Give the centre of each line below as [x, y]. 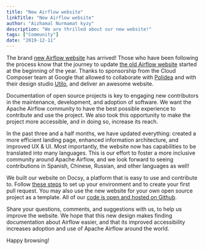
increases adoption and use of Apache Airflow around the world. [88, 229]
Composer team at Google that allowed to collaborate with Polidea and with [102, 77]
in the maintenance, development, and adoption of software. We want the [99, 102]
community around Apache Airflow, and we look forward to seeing [90, 159]
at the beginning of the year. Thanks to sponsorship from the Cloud [91, 71]
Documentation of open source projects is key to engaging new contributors [102, 96]
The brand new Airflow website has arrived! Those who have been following [102, 58]
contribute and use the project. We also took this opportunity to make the [99, 115]
